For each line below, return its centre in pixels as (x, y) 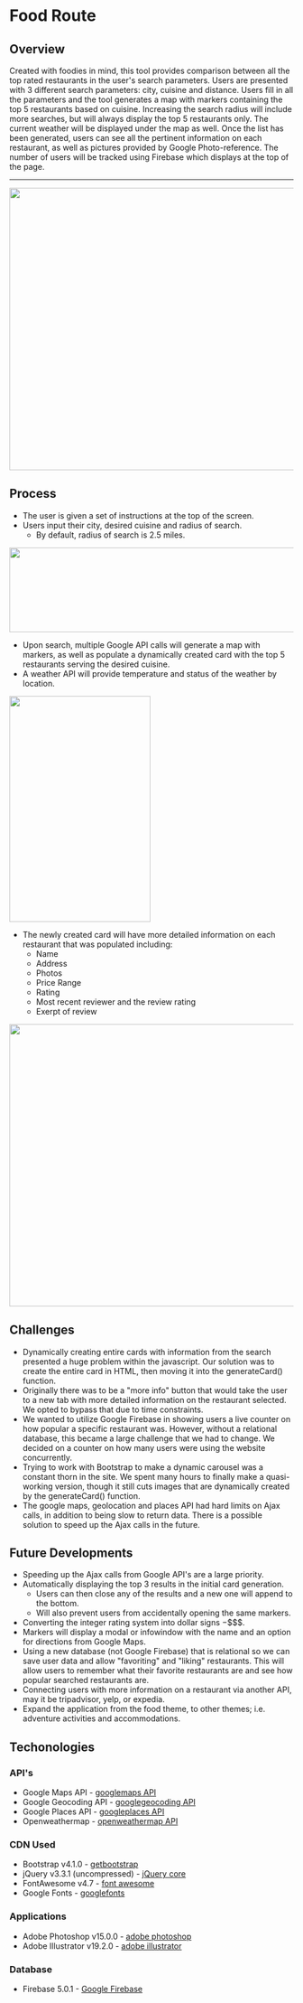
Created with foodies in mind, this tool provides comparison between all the (150, 70)
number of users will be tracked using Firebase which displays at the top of (149, 157)
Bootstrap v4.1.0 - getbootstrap (80, 1864)
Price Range (59, 982)
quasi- (278, 1476)
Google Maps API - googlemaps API (89, 1792)
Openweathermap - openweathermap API (100, 1821)
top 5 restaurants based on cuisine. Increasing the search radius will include (151, 109)
